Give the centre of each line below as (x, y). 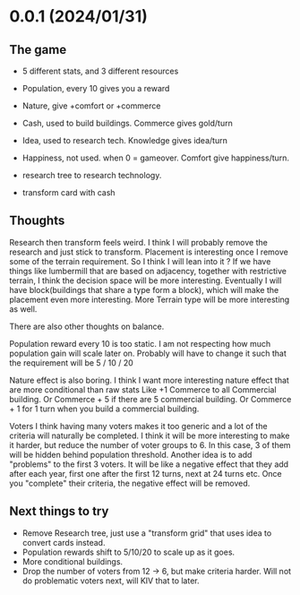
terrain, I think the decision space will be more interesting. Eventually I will (146, 280)
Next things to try (59, 511)
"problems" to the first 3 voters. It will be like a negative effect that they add (149, 464)
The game (38, 50)
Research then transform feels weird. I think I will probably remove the (139, 242)
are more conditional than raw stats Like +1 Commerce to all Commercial (143, 389)
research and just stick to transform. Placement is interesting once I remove (149, 252)
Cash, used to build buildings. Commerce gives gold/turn (127, 123)
